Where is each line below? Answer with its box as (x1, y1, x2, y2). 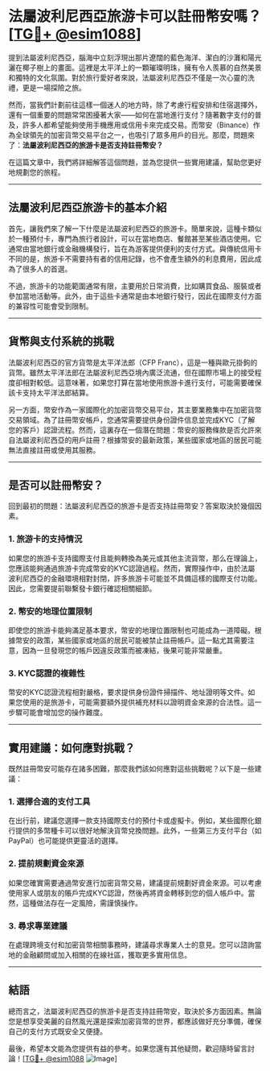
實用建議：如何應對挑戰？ (8, 741, 135, 755)
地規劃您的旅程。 (8, 167, 65, 177)
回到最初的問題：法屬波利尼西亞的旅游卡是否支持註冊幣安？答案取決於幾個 (8, 501, 255, 511)
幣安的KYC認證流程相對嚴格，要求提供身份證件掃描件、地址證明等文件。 (8, 688, 248, 697)
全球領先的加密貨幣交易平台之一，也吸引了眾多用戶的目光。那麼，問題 (14, 130, 247, 139)
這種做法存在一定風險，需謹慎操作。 (22, 898, 142, 908)
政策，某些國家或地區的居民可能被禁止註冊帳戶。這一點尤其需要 (35, 635, 247, 645)
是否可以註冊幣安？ (8, 478, 104, 492)
